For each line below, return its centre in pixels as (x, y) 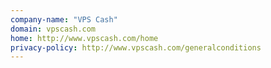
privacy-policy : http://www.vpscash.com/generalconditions (136, 47)
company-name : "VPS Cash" (64, 19)
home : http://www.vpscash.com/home (84, 38)
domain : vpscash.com (53, 29)
